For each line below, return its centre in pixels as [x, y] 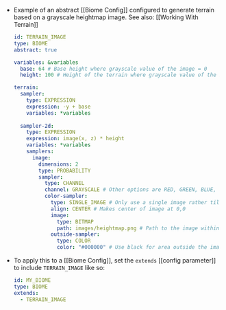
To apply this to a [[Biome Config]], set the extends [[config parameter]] [115, 260]
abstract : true [35, 50]
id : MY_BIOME [32, 280]
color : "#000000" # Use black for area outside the [132, 247]
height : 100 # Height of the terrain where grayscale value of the [118, 75]
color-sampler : [66, 196]
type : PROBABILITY [65, 170]
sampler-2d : [37, 126]
